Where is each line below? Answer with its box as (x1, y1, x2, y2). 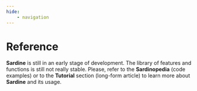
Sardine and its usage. (6, 79, 62, 86)
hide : (6, 8, 20, 15)
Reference (6, 40, 58, 54)
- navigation (17, 14, 49, 20)
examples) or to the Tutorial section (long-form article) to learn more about (6, 72, 190, 79)
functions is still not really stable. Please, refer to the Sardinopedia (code (6, 66, 186, 73)
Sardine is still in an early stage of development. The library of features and (6, 59, 192, 67)
